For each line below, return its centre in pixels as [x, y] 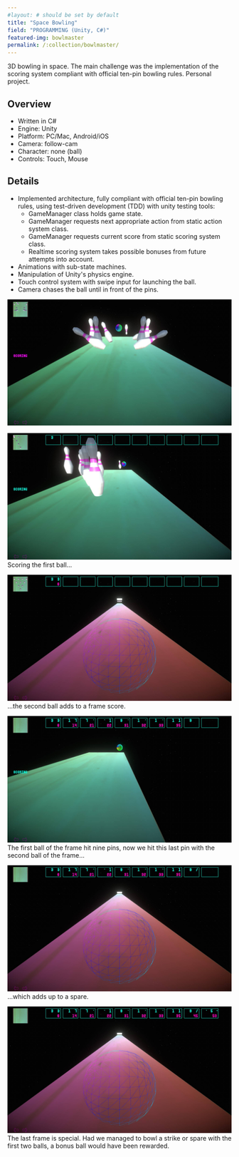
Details [23, 181]
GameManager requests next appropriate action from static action [125, 221]
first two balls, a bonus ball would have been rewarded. [88, 1146]
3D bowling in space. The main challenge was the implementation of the [113, 66]
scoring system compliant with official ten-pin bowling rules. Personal [110, 74]
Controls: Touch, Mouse [53, 159]
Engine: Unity [37, 128]
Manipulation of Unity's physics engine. [75, 274]
